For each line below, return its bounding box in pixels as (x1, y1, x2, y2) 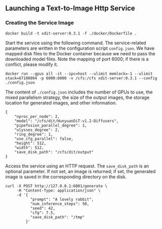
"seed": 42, (30, 206, 56, 211)
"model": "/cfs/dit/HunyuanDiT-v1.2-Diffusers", (14, 118, 119, 123)
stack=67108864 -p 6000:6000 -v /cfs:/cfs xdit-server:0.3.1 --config (5, 76, 157, 81)
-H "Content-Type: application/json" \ (16, 188, 101, 193)
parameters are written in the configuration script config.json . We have (5, 45, 155, 51)
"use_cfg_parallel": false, (14, 136, 73, 141)
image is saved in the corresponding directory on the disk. (5, 174, 127, 180)
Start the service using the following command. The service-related (5, 40, 146, 46)
